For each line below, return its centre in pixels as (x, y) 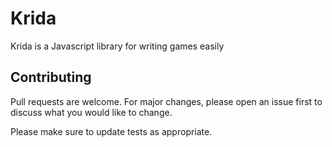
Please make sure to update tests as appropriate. (111, 131)
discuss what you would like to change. (91, 112)
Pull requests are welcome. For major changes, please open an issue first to (166, 101)
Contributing (51, 77)
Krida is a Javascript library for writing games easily (117, 46)
